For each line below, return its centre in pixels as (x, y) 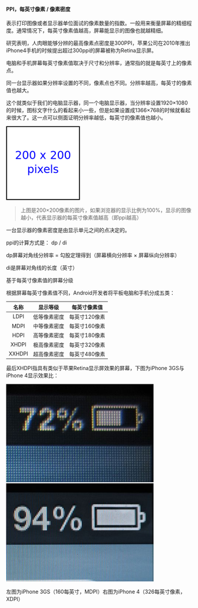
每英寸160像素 (87, 326)
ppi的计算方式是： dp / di (37, 243)
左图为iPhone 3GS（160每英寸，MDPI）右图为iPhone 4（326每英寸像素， (96, 592)
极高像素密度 (49, 345)
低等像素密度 (49, 316)
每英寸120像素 (87, 316)
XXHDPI (18, 354)
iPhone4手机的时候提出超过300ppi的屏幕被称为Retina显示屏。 (82, 51)
